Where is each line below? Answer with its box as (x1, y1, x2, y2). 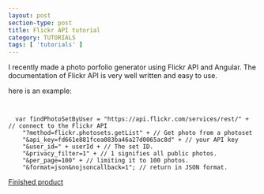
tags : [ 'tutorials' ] (8, 41, 83, 49)
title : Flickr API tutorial (8, 26, 101, 34)
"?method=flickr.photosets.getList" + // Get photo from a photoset (22, 129, 253, 137)
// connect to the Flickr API (8, 122, 108, 130)
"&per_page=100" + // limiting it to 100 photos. (22, 157, 190, 165)
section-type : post (8, 19, 73, 27)
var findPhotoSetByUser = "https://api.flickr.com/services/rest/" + (15, 115, 249, 123)
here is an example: (8, 86, 73, 95)
